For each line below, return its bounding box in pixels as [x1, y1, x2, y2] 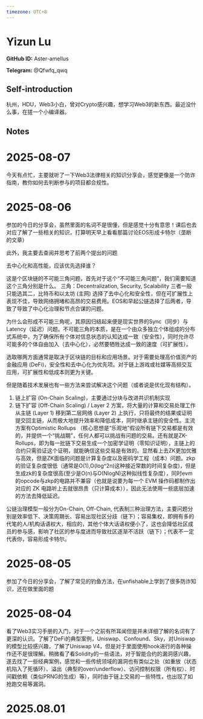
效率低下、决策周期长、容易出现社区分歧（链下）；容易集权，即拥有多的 [16, 512, 195, 520]
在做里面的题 [22, 585, 54, 592]
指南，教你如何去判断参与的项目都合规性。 [6, 179, 112, 186]
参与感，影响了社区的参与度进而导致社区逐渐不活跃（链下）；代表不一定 [16, 527, 195, 535]
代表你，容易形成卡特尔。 [6, 535, 70, 543]
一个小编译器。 [32, 108, 70, 115]
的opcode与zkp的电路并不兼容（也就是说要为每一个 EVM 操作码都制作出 [14, 477, 196, 484]
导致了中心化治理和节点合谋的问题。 [16, 305, 107, 312]
